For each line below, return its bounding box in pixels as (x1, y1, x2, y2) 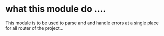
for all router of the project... (5, 25, 64, 31)
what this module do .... (5, 3, 106, 15)
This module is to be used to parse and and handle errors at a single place (5, 20, 159, 26)
